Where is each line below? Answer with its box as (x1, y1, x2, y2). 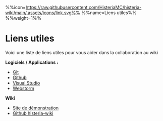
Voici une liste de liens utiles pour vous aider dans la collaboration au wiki (5, 49, 158, 55)
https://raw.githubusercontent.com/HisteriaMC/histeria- (25, 5, 142, 10)
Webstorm (12, 85, 34, 91)
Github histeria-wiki (12, 110, 53, 116)
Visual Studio (12, 79, 40, 86)
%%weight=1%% (5, 15, 42, 21)
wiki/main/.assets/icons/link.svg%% (5, 10, 81, 16)
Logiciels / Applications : (5, 59, 59, 65)
